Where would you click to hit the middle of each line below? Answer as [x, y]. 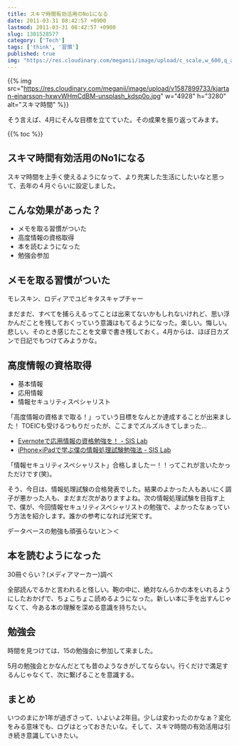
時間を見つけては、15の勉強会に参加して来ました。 [82, 650]
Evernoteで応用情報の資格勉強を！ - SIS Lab [83, 441]
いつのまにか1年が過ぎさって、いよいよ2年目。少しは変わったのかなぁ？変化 [119, 717]
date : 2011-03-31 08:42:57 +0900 [57, 21]
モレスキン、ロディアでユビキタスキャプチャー [75, 299]
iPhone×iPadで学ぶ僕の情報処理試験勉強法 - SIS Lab [94, 450]
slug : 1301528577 [33, 34]
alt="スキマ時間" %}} [38, 104]
